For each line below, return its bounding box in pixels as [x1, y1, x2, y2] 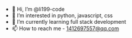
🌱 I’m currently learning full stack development [11, 18, 127, 25]
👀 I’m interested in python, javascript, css [11, 12, 113, 19]
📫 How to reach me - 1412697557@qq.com [11, 25, 120, 32]
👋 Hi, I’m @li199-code [11, 6, 65, 12]
